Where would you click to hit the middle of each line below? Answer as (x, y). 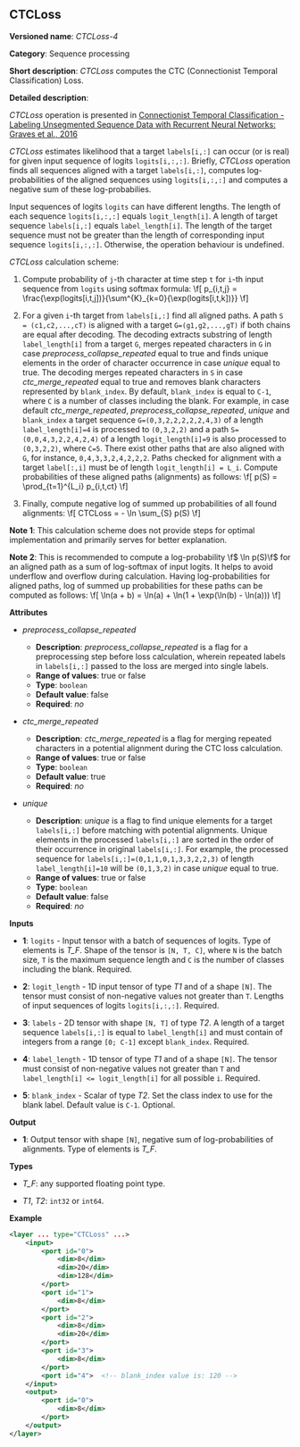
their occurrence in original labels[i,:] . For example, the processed (162, 849)
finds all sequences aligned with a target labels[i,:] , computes (127, 170)
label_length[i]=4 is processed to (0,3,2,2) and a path (125, 429)
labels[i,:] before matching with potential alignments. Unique (151, 830)
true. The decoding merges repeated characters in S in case (133, 372)
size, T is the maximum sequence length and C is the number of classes (153, 959)
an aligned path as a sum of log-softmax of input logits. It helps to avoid (142, 566)
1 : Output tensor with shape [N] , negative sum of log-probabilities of (148, 1139)
